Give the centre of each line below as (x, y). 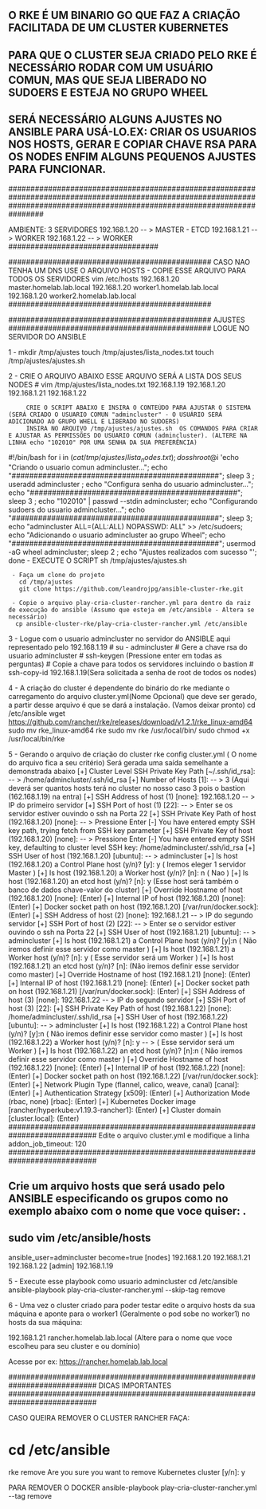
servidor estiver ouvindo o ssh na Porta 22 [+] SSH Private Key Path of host (132, 814)
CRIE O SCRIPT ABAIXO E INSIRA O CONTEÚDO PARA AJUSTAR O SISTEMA (138, 407)
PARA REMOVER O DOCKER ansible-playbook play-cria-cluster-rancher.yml (133, 1487)
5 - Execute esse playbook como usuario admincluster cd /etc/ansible (123, 1281)
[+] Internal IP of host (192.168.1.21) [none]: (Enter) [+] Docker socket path (129, 983)
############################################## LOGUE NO (129, 328)
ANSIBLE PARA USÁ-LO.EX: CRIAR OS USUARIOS (133, 132)
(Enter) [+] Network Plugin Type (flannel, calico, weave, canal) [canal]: (124, 1085)
